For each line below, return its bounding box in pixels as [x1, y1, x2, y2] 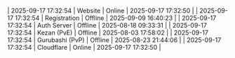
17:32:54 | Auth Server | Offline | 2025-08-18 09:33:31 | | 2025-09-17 [7, 21, 207, 29]
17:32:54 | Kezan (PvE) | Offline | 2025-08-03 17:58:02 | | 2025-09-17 [7, 28, 209, 37]
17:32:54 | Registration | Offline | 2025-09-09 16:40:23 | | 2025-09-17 [15, 14, 217, 22]
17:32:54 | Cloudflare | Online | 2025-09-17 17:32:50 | [7, 43, 161, 51]
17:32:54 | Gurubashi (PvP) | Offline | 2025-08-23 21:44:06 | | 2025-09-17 [7, 36, 222, 44]
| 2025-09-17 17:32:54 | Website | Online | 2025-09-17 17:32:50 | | [7, 7, 199, 14]
